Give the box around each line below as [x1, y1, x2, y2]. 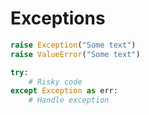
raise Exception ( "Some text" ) [10, 40, 137, 50]
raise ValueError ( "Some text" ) [10, 49, 141, 59]
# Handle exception [28, 95, 110, 106]
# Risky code [28, 77, 83, 87]
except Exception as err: [10, 86, 118, 96]
